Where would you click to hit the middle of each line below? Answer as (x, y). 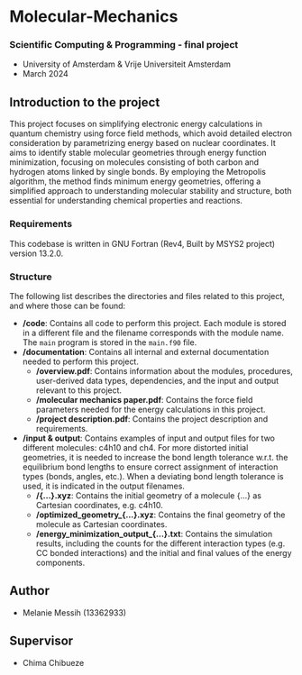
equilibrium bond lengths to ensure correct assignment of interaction (150, 467)
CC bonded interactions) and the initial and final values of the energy (164, 552)
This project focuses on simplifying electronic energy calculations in (136, 124)
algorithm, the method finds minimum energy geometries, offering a (135, 181)
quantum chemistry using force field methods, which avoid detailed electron (151, 133)
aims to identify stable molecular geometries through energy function (138, 153)
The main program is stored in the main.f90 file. (110, 342)
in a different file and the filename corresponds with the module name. (153, 333)
